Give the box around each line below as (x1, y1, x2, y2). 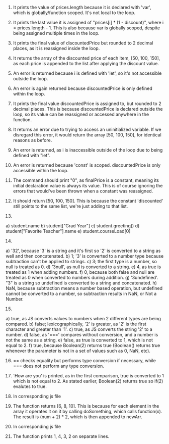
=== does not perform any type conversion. (13, 363, 105, 369)
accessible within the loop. (13, 168, 69, 173)
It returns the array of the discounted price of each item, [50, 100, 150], (13, 55, 160, 61)
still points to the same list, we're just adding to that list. (13, 203, 128, 209)
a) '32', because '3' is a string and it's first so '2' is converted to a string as (6, 248, 161, 254)
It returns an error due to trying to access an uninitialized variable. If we (13, 126, 161, 132)
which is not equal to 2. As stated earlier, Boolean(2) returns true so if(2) (13, 378, 163, 384)
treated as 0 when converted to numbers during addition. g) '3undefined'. (6, 275, 158, 280)
